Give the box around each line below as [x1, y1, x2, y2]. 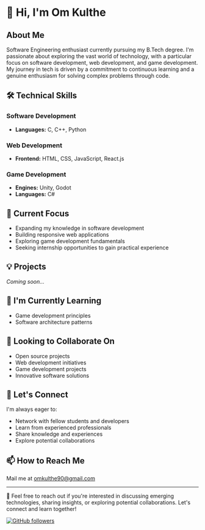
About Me [6, 30, 45, 40]
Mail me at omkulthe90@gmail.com [6, 475, 96, 482]
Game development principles [15, 312, 91, 319]
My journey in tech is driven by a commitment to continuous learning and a [6, 65, 195, 73]
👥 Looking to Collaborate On [6, 336, 115, 347]
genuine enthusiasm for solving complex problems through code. [6, 72, 170, 79]
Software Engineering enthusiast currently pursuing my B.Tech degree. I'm [6, 46, 194, 53]
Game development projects [15, 365, 87, 372]
